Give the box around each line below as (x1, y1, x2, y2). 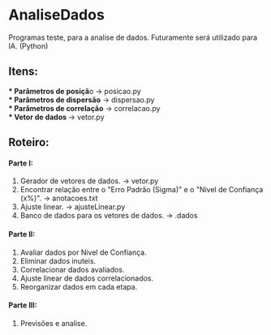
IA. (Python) (8, 41, 49, 50)
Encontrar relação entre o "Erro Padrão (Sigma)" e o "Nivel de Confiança (19, 185, 264, 195)
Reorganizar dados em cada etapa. (19, 281, 138, 291)
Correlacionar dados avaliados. (19, 264, 125, 274)
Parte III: (8, 300, 38, 310)
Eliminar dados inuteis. (19, 256, 97, 265)
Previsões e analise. (19, 318, 88, 328)
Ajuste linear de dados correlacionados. (19, 273, 154, 283)
